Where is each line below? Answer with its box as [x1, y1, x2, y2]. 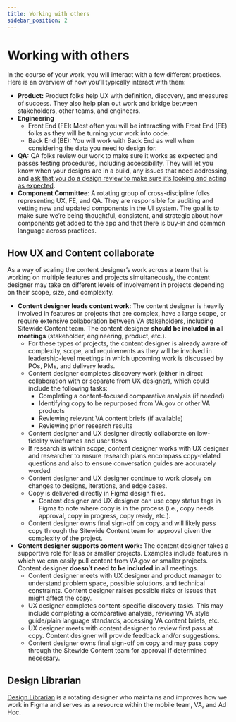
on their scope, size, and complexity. [7, 288, 114, 297]
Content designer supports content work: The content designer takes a [17, 541, 229, 550]
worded [27, 467, 51, 475]
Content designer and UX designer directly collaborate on [27, 429, 196, 438]
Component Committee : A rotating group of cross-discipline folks [17, 189, 210, 197]
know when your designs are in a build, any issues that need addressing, [17, 166, 229, 175]
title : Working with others [7, 10, 90, 18]
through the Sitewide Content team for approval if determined [27, 647, 207, 655]
